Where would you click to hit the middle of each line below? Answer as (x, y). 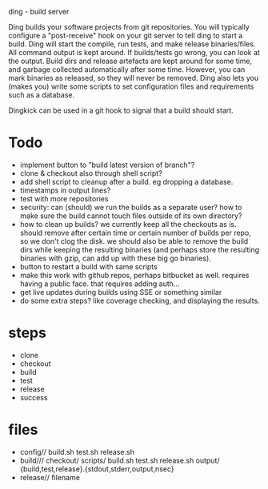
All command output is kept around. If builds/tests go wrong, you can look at (134, 52)
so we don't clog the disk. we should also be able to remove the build (134, 241)
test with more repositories (64, 198)
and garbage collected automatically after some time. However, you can (127, 70)
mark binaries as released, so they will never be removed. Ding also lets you (134, 78)
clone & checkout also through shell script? (91, 173)
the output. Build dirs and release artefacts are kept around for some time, (130, 61)
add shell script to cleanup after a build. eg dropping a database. (126, 181)
